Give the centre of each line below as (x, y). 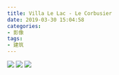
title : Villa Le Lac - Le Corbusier (60, 13)
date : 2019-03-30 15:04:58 (46, 20)
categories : (24, 26)
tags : (15, 39)
